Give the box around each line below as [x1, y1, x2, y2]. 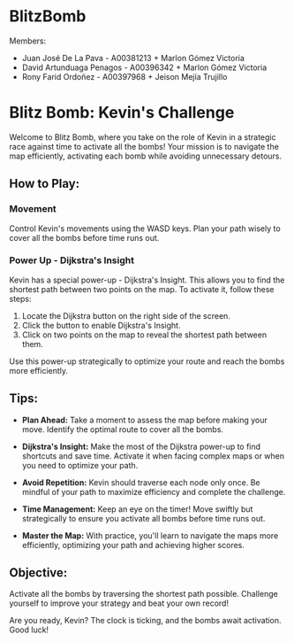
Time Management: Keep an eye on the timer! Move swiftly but [21, 503, 253, 514]
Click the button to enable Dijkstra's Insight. [21, 320, 181, 330]
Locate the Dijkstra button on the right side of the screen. [21, 310, 231, 321]
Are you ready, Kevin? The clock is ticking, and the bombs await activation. [9, 615, 282, 626]
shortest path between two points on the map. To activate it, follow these [9, 283, 275, 294]
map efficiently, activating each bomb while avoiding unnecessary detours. [9, 151, 283, 161]
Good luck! [9, 624, 49, 635]
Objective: [9, 565, 68, 581]
